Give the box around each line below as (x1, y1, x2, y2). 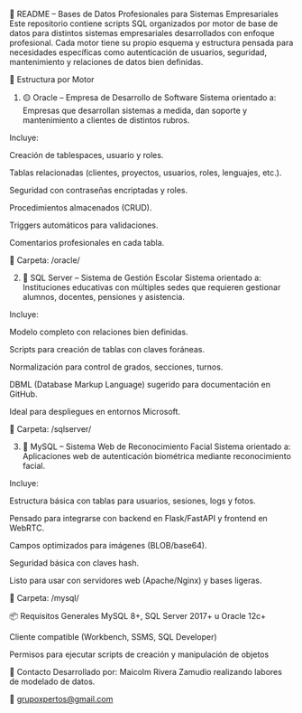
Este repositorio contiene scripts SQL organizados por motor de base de (9, 18, 279, 29)
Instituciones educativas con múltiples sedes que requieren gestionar (22, 282, 281, 293)
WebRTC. (9, 522, 45, 533)
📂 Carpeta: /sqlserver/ (9, 424, 92, 434)
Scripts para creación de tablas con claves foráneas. (9, 344, 206, 354)
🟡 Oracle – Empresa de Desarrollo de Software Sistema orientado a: (22, 92, 277, 103)
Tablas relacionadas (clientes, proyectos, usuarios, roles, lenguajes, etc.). (9, 167, 282, 178)
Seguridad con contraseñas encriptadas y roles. (9, 185, 188, 195)
